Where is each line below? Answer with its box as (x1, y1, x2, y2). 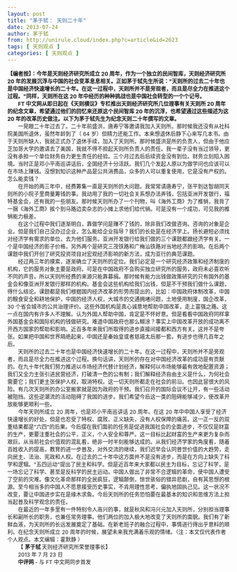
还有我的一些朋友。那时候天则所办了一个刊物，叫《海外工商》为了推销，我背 (34, 197, 225, 205)
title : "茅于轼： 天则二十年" (7, 17, 87, 24)
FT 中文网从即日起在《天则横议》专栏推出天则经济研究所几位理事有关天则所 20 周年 (18, 100, 226, 107)
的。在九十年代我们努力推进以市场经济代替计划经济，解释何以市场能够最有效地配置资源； (7, 363, 231, 370)
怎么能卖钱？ (7, 175, 40, 182)
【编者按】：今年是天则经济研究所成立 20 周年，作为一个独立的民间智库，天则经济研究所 (7, 70, 226, 78)
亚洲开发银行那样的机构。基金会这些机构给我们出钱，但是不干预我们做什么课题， (28, 280, 231, 288)
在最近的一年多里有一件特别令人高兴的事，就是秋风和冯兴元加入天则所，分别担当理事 (18, 506, 231, 513)
